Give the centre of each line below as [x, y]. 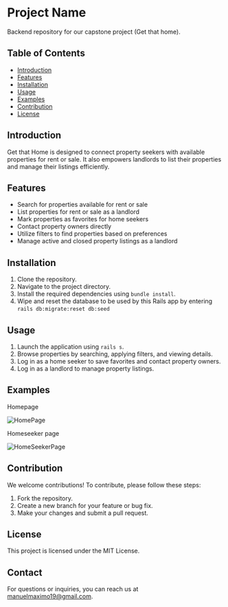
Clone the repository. [47, 279]
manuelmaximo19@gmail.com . [50, 597]
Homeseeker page [33, 433]
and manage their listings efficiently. [58, 166]
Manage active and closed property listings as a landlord [97, 241]
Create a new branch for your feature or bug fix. [85, 505]
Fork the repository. [45, 498]
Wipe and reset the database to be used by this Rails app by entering [115, 301]
